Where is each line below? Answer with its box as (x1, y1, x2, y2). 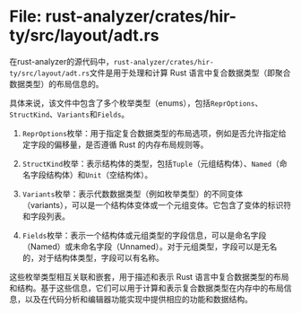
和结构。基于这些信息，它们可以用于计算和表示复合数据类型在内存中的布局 (9, 283, 284, 293)
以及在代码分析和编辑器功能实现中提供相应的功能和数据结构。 (24, 293, 253, 304)
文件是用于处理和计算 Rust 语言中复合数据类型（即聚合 (89, 67, 291, 78)
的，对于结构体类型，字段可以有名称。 (21, 252, 164, 263)
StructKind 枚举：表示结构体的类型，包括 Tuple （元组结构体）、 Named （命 (21, 158, 288, 169)
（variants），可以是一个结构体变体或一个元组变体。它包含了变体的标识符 (21, 199, 292, 210)
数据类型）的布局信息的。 (9, 78, 104, 89)
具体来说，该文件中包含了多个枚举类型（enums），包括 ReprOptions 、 (9, 97, 263, 109)
